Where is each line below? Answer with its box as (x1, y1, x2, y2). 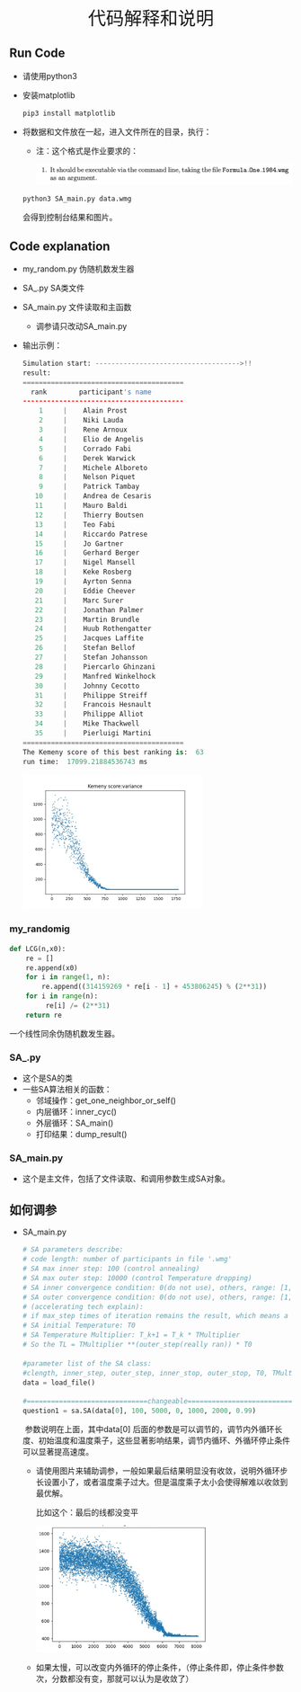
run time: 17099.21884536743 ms (22, 757, 148, 766)
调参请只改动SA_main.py (35, 320, 128, 331)
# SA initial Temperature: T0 (22, 1321, 137, 1331)
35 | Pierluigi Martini (34, 729, 152, 738)
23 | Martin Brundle (34, 615, 140, 624)
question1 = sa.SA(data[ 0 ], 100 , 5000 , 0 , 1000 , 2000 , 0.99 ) (22, 1406, 257, 1416)
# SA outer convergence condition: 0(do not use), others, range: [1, (22, 1293, 293, 1302)
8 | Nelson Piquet (39, 473, 137, 482)
